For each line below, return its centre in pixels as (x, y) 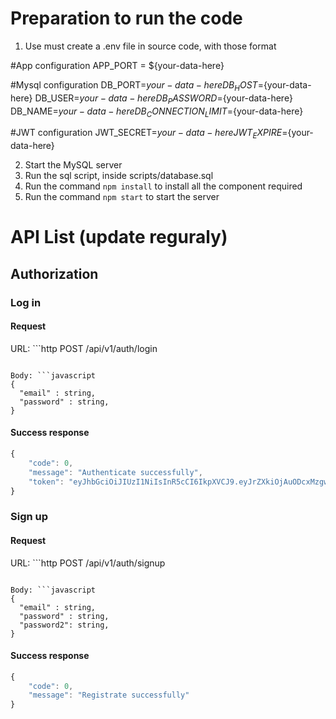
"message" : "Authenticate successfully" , (115, 472)
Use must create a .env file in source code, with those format (150, 46)
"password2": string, (64, 625)
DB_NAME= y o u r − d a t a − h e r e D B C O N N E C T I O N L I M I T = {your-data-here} (157, 112)
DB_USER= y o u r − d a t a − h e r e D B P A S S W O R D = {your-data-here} (163, 99)
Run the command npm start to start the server (122, 197)
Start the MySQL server (73, 165)
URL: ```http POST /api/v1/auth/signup (88, 563)
